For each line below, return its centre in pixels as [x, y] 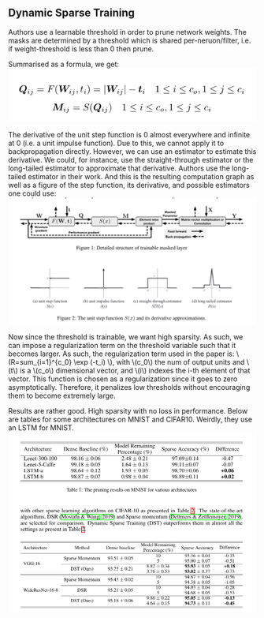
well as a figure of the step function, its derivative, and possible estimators [129, 185]
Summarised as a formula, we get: [64, 64]
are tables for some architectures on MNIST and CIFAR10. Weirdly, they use [130, 419]
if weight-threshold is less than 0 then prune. [81, 49]
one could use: [32, 193]
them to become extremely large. [62, 395]
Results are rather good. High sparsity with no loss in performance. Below [128, 410]
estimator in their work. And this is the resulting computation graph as [141, 177]
